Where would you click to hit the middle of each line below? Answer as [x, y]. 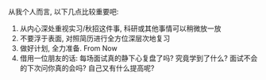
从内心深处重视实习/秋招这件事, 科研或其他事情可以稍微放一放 [120, 29]
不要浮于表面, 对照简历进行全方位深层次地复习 [95, 38]
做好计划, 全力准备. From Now [68, 48]
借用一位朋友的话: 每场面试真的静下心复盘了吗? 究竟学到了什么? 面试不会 [139, 58]
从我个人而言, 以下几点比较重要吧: [64, 11]
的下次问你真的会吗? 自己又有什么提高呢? [87, 68]
